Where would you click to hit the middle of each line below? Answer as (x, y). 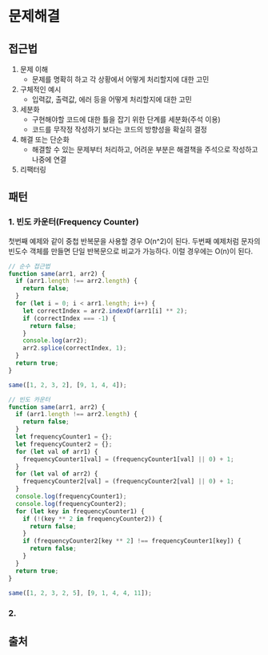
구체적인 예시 (40, 89)
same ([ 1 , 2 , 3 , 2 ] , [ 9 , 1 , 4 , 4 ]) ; (68, 385)
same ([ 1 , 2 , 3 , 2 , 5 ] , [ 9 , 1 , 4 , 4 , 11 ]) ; (80, 593)
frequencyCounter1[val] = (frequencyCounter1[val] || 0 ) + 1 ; (128, 459)
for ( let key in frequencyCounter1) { (80, 511)
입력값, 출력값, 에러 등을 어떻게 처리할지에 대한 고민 (112, 99)
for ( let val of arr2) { (57, 474)
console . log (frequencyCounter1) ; (71, 497)
